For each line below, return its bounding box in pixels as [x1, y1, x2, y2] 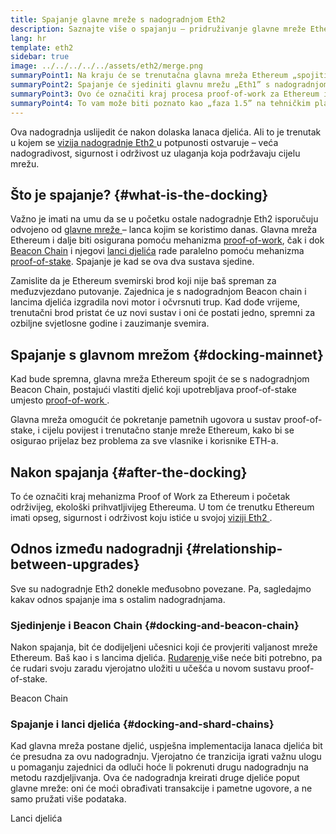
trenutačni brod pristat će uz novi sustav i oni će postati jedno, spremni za [10, 307, 316, 319]
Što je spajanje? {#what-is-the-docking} [10, 186, 269, 203]
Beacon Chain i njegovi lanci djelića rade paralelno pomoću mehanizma [10, 245, 305, 257]
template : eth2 [10, 42, 74, 53]
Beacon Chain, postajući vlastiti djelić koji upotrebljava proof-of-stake [10, 384, 297, 396]
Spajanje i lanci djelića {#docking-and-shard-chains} [10, 717, 275, 731]
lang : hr [10, 33, 47, 43]
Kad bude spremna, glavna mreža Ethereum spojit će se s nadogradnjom [10, 373, 310, 385]
